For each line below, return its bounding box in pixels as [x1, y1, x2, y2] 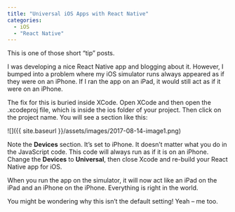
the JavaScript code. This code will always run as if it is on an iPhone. [7, 148, 209, 156]
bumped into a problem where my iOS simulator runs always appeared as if [7, 70, 224, 78]
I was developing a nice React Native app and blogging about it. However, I [7, 62, 224, 71]
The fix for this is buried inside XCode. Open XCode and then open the [7, 99, 212, 107]
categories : [7, 17, 42, 24]
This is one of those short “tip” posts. [7, 49, 115, 57]
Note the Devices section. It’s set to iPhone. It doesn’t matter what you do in [7, 141, 227, 149]
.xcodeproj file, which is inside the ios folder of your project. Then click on [7, 106, 222, 114]
